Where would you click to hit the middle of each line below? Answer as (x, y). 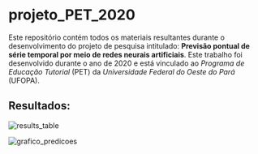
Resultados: (39, 106)
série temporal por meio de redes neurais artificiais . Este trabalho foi (126, 54)
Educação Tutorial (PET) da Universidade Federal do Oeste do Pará (122, 71)
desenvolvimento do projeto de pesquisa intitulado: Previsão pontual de (129, 45)
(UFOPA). (24, 80)
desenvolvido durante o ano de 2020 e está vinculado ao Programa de (127, 63)
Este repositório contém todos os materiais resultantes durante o (117, 37)
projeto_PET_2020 (72, 15)
